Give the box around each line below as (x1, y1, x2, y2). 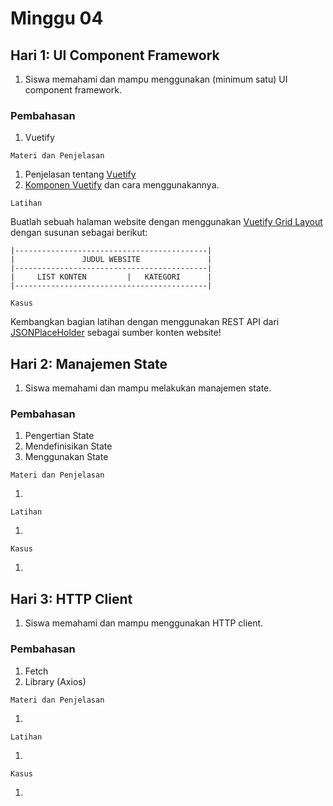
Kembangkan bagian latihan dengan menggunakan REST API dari (10, 316, 280, 328)
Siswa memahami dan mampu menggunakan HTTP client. (24, 617, 264, 629)
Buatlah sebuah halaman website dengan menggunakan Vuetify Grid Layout (10, 216, 323, 228)
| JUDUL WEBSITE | (10, 255, 213, 265)
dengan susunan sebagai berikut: (10, 227, 148, 239)
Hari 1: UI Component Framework (10, 47, 220, 64)
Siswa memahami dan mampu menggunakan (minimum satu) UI (24, 73, 288, 85)
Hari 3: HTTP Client (10, 590, 133, 607)
